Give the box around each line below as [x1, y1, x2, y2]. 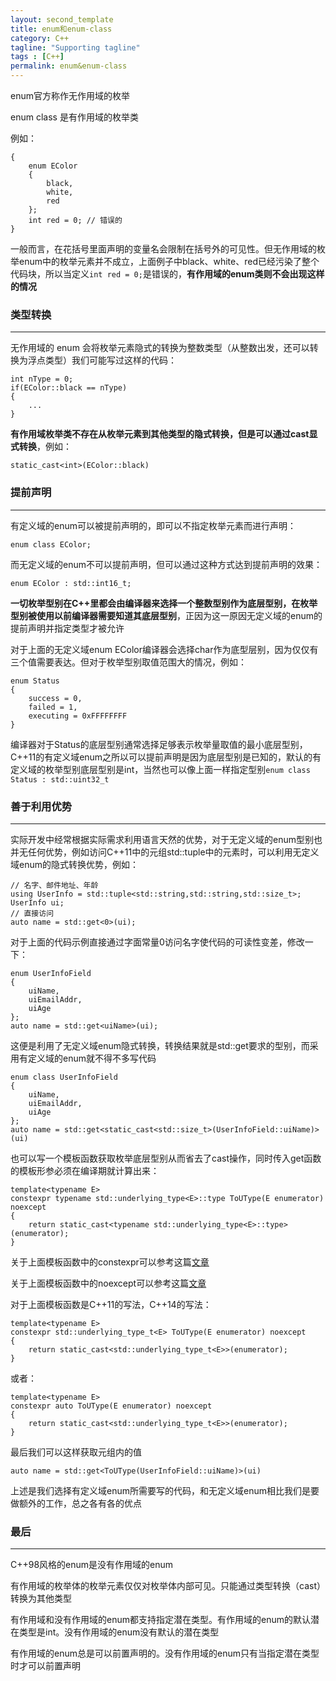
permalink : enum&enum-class [10, 61, 128, 71]
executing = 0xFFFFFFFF [28, 711, 128, 721]
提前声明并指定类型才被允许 [10, 622, 125, 634]
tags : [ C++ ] [10, 52, 65, 62]
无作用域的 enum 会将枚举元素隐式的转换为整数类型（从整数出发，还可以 [10, 342, 310, 354]
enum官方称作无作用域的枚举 [10, 90, 130, 101]
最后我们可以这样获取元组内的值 [10, 1446, 142, 1458]
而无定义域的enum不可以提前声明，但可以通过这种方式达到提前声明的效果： [10, 558, 323, 570]
